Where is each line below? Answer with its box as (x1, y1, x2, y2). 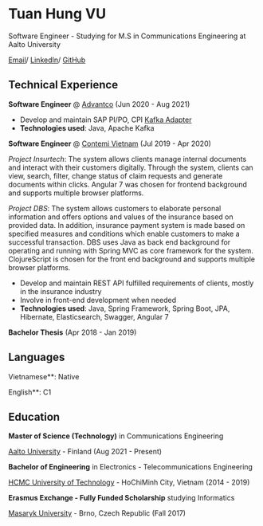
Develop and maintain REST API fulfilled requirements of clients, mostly (19, 278, 254, 288)
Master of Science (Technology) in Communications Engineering (8, 431, 224, 441)
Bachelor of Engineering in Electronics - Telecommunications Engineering (8, 462, 253, 472)
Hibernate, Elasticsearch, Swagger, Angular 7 (19, 312, 169, 321)
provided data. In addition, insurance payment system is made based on (8, 220, 245, 230)
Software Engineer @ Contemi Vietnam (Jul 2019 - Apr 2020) (8, 139, 211, 148)
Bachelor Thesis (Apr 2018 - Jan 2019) (8, 328, 137, 337)
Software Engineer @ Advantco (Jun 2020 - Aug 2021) (8, 99, 190, 108)
